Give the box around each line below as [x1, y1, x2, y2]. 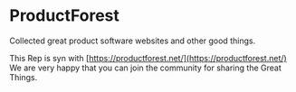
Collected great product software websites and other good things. [9, 35, 256, 46]
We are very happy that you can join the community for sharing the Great [9, 62, 282, 73]
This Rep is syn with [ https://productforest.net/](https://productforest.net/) [9, 52, 287, 63]
